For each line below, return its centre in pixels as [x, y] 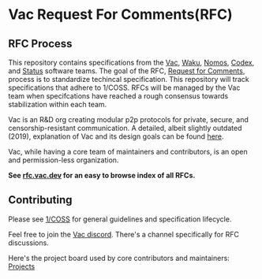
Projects [22, 266]
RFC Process [40, 44]
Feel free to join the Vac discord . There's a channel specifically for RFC [124, 234]
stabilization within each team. [58, 104]
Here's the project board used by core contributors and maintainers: [119, 258]
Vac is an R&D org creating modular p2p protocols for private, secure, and [128, 119]
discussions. [28, 243]
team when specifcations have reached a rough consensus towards [118, 96]
